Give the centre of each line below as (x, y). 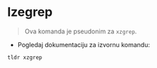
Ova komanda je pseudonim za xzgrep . (81, 31)
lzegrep (30, 12)
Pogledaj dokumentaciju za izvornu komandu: (83, 44)
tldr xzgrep (25, 57)
